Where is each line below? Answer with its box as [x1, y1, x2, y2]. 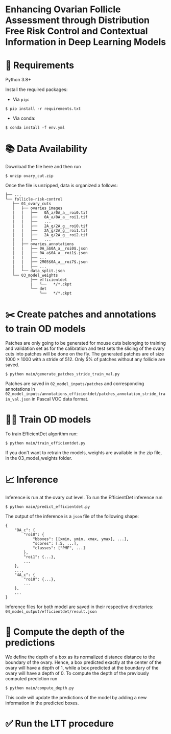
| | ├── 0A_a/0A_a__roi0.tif [12, 210, 88, 215]
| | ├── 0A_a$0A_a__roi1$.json [12, 251, 88, 256]
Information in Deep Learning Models [5, 36, 166, 48]
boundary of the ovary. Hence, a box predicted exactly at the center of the [5, 659, 162, 665]
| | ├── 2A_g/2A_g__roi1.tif [12, 228, 88, 233]
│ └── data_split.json [12, 269, 65, 274]
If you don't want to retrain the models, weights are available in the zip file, [5, 449, 162, 456]
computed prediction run [5, 675, 58, 681]
